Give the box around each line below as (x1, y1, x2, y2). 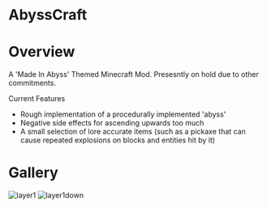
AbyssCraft (8, 6, 88, 24)
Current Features (8, 94, 66, 104)
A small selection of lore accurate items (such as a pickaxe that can (19, 127, 246, 137)
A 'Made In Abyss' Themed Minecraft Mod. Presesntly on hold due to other (8, 70, 260, 79)
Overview (8, 43, 75, 62)
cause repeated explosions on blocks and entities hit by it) (19, 135, 216, 145)
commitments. (8, 79, 57, 88)
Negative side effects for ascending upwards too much (19, 118, 205, 128)
